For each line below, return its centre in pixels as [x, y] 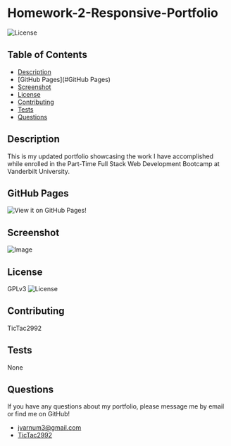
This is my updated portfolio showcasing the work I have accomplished [110, 156]
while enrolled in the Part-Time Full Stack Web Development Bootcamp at [113, 163]
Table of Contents [48, 55]
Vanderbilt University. [39, 171]
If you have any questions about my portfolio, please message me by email [116, 406]
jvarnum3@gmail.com [49, 428]
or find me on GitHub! [39, 414]
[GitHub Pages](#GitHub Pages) [64, 79]
